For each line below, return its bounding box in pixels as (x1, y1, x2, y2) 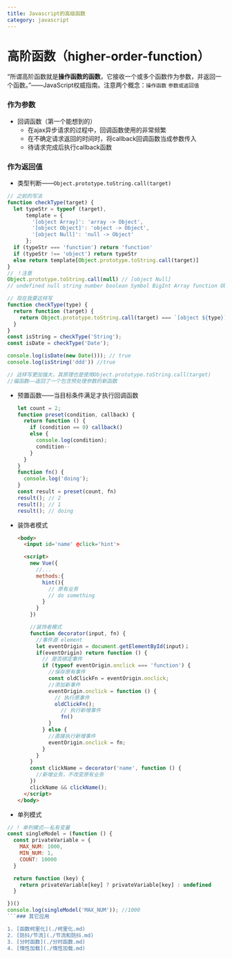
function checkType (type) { (7, 302, 88, 309)
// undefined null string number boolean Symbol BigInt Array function (7, 282, 217, 290)
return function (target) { (13, 308, 95, 315)
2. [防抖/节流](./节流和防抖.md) (7, 932, 95, 939)
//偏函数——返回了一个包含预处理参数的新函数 (7, 378, 117, 384)
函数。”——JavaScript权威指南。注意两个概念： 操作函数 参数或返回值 (12, 81, 200, 90)
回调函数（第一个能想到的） (17, 117, 97, 125)
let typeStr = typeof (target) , (13, 205, 107, 213)
